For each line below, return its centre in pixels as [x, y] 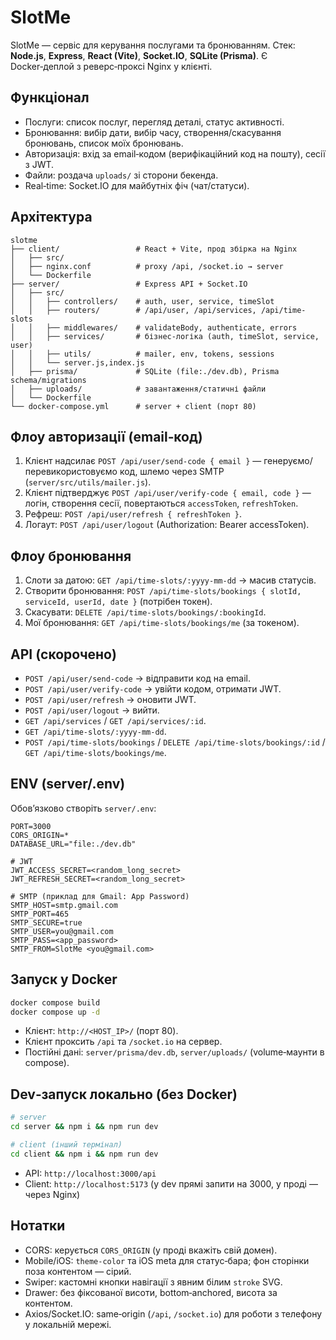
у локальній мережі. [68, 1324]
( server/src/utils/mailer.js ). [88, 482]
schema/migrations [48, 380]
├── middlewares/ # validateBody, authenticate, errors [172, 327]
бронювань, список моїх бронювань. [104, 143]
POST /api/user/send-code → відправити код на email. [138, 678]
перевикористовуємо [71, 472]
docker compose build [55, 1002]
